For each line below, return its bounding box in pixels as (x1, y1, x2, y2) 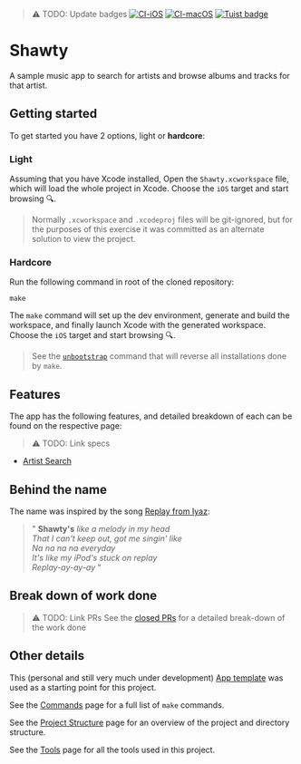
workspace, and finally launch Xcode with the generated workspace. (9, 320, 267, 331)
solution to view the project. (31, 234, 136, 245)
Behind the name (9, 481, 107, 498)
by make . (31, 361, 63, 372)
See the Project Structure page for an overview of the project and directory (9, 717, 290, 728)
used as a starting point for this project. (9, 682, 157, 692)
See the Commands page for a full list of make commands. (9, 699, 225, 711)
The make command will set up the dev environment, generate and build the (9, 310, 290, 321)
